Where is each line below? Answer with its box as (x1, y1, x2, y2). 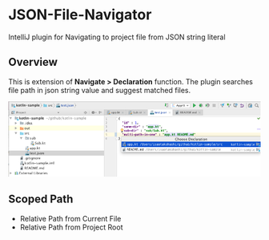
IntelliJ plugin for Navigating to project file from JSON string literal (8, 32, 226, 42)
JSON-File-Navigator (8, 6, 152, 24)
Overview (8, 55, 58, 69)
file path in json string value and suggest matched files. (8, 85, 191, 95)
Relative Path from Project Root (19, 222, 123, 232)
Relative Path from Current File (19, 214, 122, 223)
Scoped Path (8, 193, 74, 206)
